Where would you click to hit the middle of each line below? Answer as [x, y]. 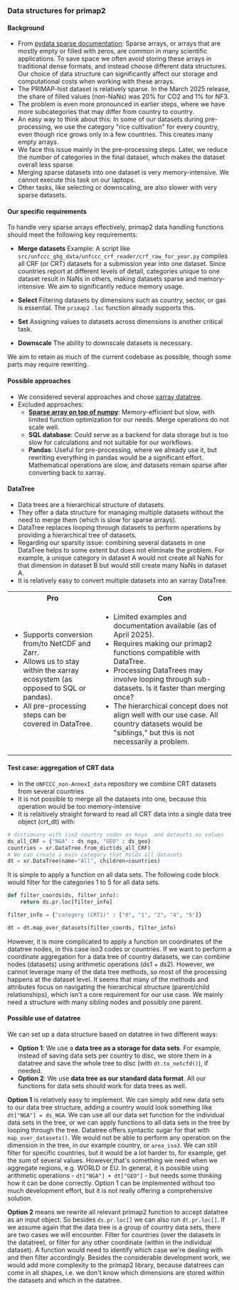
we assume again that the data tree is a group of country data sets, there [114, 1227]
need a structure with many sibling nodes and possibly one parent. [105, 1002]
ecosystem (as [48, 679]
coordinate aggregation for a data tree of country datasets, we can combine [118, 956]
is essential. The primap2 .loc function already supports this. [106, 308]
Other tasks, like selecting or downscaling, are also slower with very [117, 188]
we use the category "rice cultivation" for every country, [136, 127]
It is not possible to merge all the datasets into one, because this [112, 799]
